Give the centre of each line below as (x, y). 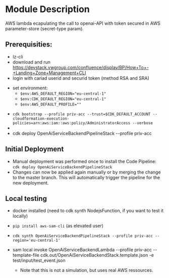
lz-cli (18, 57)
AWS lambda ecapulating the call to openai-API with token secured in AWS (83, 23)
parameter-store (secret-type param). (45, 28)
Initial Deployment (35, 149)
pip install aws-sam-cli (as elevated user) (58, 226)
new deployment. (31, 183)
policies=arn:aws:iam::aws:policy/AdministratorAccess (71, 123)
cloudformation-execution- (41, 119)
